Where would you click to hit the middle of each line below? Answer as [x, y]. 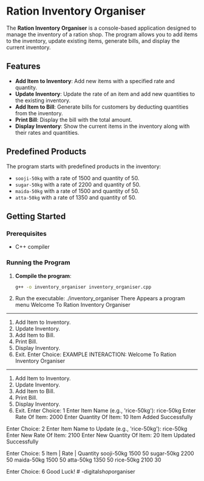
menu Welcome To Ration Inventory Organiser [73, 305]
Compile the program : [43, 276]
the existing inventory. [43, 100]
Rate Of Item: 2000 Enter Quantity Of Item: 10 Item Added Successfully [104, 417]
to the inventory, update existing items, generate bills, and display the [93, 41]
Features [23, 66]
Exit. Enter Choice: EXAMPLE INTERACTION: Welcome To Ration [96, 355]
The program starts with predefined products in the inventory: [84, 166]
